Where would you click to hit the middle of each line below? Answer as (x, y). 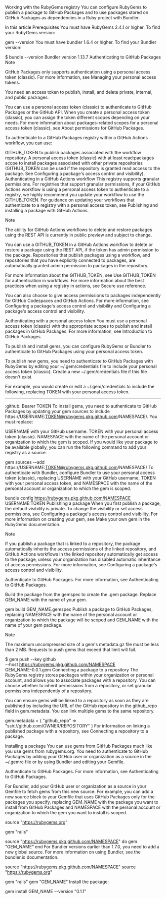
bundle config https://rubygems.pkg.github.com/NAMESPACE (68, 498)
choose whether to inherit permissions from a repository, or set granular (79, 686)
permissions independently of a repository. (49, 691)
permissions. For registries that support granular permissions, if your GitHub (83, 184)
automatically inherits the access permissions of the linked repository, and (81, 549)
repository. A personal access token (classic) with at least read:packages (80, 158)
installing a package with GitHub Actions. (47, 210)
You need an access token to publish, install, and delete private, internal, (79, 92)
